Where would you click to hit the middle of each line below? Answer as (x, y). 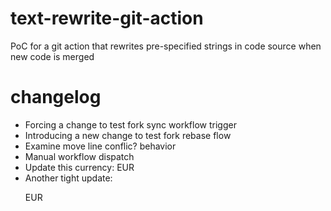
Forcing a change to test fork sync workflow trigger (130, 124)
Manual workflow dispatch (79, 156)
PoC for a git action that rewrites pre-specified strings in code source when (166, 46)
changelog (56, 97)
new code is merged (52, 56)
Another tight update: (68, 178)
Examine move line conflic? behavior (100, 146)
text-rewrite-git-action (107, 18)
